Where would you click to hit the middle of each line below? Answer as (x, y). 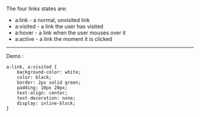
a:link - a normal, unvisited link (52, 20)
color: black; (34, 77)
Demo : (15, 56)
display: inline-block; (46, 103)
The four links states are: (37, 9)
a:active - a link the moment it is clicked (63, 39)
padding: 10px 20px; (42, 88)
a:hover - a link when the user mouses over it (70, 33)
